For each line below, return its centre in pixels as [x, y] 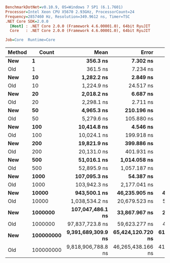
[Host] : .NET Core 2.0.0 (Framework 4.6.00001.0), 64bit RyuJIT [80, 26]
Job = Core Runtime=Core [30, 40]
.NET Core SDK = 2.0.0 [27, 21]
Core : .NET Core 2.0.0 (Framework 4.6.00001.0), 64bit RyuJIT [80, 31]
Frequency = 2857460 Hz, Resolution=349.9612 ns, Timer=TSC [68, 17]
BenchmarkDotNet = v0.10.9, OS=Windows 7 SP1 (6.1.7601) [64, 7]
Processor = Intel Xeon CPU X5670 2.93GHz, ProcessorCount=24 [70, 12]
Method [17, 52]
